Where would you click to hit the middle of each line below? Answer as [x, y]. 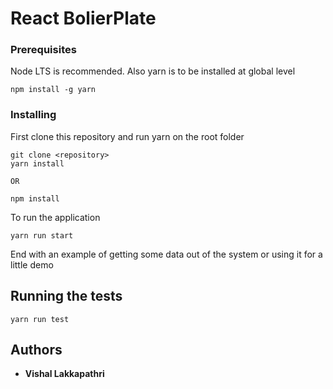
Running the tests [66, 296]
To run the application [55, 217]
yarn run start [42, 235]
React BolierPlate [83, 18]
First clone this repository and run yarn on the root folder [127, 136]
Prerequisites [43, 50]
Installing [33, 115]
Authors [36, 349]
